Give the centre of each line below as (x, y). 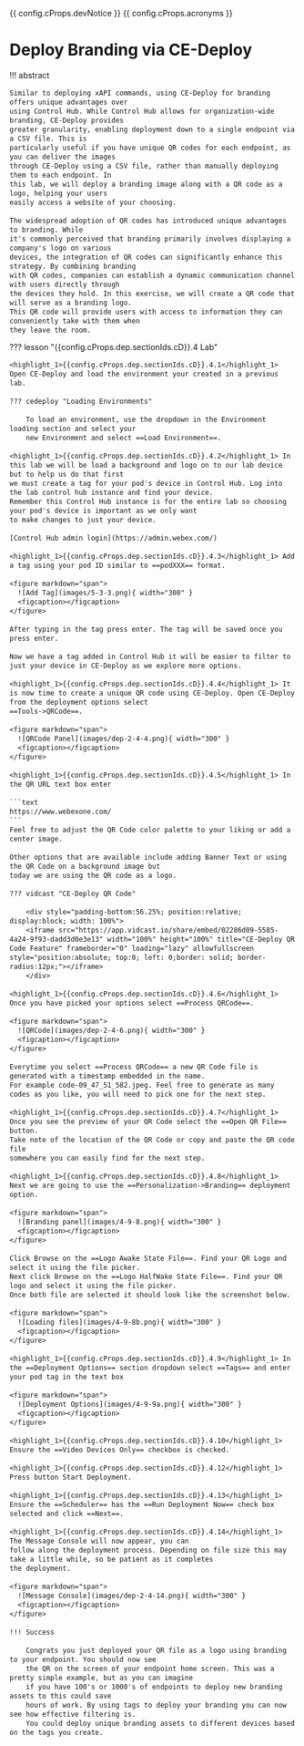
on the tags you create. (56, 1732)
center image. (36, 839)
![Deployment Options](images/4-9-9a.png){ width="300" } (130, 1404)
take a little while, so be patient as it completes (111, 1559)
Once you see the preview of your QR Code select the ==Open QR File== (148, 1121)
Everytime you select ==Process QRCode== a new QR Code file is (134, 1067)
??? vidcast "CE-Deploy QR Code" (73, 894)
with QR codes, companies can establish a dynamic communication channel (152, 275)
